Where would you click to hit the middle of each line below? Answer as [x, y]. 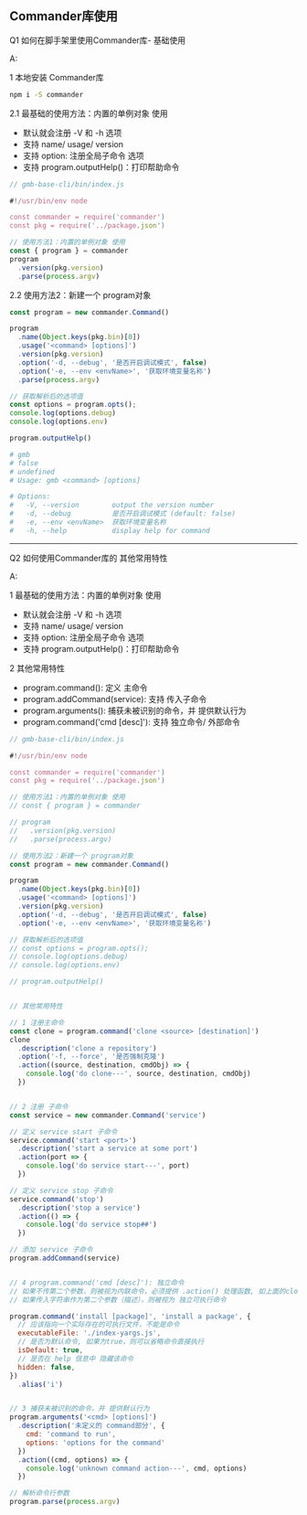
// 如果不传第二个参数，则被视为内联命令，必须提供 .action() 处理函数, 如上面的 [148, 1291]
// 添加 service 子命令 [51, 1250]
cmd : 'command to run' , [71, 1435]
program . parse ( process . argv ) [65, 1502]
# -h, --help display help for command [110, 530]
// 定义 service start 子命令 [64, 1132]
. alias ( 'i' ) [41, 1384]
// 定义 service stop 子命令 [62, 1190]
